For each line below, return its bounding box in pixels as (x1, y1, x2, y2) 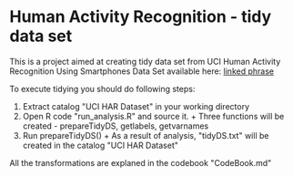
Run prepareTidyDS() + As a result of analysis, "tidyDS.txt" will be (22, 130, 269, 141)
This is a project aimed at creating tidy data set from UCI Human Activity (9, 56, 281, 67)
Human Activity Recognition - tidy (9, 6, 272, 27)
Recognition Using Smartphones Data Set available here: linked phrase (9, 66, 275, 77)
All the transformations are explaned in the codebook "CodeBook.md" (9, 157, 272, 168)
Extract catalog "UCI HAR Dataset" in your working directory (22, 100, 250, 111)
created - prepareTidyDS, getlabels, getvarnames (22, 120, 209, 131)
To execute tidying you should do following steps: (9, 83, 196, 94)
